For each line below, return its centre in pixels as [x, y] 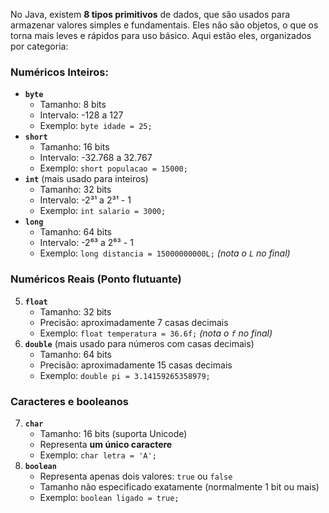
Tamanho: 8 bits [73, 105]
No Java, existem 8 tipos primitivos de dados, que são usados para [150, 14]
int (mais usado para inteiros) [86, 179]
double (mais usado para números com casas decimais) [139, 343]
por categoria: [39, 46]
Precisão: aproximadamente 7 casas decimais [134, 322]
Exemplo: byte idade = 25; [96, 126]
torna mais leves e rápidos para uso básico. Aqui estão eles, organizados [161, 35]
